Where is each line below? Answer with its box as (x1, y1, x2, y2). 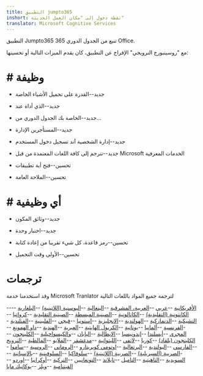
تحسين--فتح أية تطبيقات (15, 161, 72, 169)
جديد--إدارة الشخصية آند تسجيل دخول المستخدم (15, 138, 125, 146)
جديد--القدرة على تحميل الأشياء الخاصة (15, 90, 105, 98)
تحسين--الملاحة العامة (15, 174, 66, 181)
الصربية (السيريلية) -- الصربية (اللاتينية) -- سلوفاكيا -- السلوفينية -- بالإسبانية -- (6, 350, 180, 357)
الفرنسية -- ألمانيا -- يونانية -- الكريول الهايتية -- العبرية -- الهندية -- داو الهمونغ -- (6, 323, 183, 331)
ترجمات (6, 272, 42, 286)
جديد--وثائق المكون (15, 215, 60, 223)
